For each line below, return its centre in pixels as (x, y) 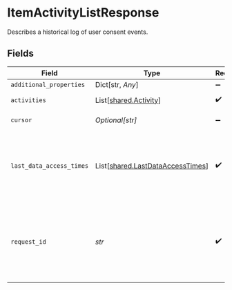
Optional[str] (116, 120)
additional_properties (48, 85)
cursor (21, 120)
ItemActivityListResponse (83, 13)
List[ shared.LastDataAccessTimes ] (152, 166)
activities (28, 100)
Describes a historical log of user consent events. (78, 32)
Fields (21, 54)
